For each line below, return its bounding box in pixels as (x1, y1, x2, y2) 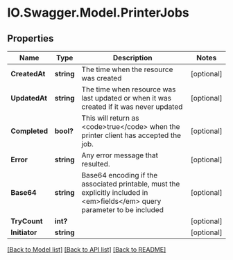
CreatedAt (10, 69, 46, 78)
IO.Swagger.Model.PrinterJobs (7, 5, 189, 21)
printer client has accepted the (81, 130, 182, 140)
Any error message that (81, 150, 158, 160)
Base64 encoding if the (81, 171, 158, 180)
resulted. (81, 159, 110, 168)
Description (113, 53, 153, 62)
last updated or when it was (81, 94, 172, 103)
